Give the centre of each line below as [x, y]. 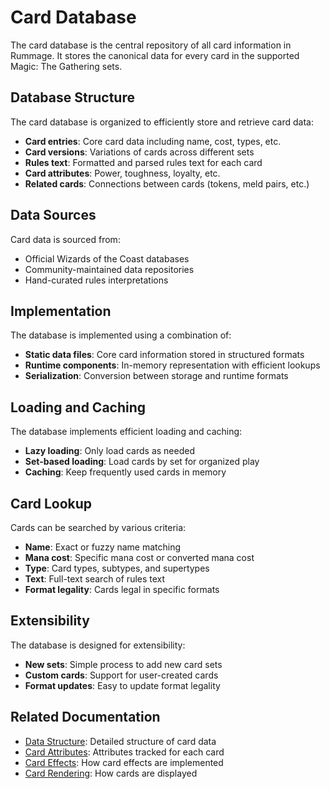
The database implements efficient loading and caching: [126, 432]
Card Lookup [51, 503]
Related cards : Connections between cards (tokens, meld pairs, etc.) [167, 183]
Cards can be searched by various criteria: [98, 527]
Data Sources [53, 215]
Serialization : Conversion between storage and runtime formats [156, 376]
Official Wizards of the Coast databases [107, 258]
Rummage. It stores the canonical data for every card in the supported [155, 55]
